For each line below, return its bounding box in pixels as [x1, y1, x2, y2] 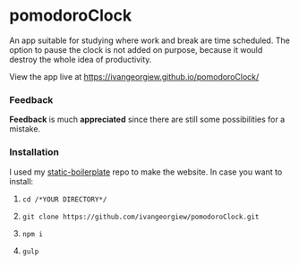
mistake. [9, 124, 41, 134]
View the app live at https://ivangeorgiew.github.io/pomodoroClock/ [9, 71, 260, 81]
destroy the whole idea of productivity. [9, 54, 152, 64]
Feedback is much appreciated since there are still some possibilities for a [9, 114, 286, 125]
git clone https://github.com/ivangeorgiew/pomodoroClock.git [21, 212, 260, 221]
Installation [9, 146, 60, 158]
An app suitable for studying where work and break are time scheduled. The [9, 35, 291, 46]
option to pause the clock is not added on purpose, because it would [9, 44, 263, 55]
